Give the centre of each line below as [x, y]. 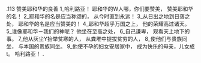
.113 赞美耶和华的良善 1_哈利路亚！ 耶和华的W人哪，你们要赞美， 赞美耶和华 [100, 9]
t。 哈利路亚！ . [25, 54]
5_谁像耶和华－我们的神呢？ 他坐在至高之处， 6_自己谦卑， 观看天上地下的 [98, 31]
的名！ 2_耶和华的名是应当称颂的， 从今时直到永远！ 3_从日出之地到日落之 [98, 16]
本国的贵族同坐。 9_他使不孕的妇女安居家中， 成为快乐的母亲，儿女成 [109, 46]
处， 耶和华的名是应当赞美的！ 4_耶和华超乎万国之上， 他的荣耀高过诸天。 [98, 24]
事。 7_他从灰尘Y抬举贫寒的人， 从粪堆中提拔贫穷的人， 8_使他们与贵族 [94, 39]
